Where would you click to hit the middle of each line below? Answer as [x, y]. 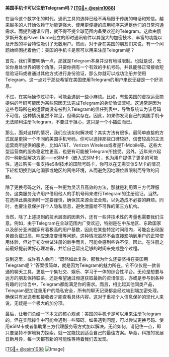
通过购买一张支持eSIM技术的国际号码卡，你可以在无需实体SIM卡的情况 [87, 164]
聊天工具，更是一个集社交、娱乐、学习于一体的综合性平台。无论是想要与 [89, 272]
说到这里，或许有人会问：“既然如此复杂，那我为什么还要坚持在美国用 [77, 259]
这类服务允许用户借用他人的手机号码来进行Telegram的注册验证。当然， [88, 194]
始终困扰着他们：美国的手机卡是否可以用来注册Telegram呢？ [72, 50]
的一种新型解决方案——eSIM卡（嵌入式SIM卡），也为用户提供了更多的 [77, 158]
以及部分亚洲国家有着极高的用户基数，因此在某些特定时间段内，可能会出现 [82, 229]
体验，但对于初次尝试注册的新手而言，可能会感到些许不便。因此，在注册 [84, 242]
